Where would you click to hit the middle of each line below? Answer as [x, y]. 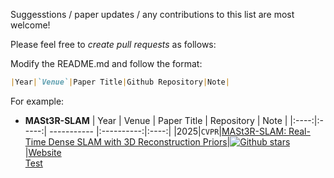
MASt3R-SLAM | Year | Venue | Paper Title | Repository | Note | [156, 120]
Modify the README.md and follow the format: [106, 63]
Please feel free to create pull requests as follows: [113, 44]
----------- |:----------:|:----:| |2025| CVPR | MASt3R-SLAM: [168, 131]
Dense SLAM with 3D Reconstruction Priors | [139, 141]
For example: [37, 101]
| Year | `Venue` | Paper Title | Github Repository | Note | [120, 82]
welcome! [30, 25]
